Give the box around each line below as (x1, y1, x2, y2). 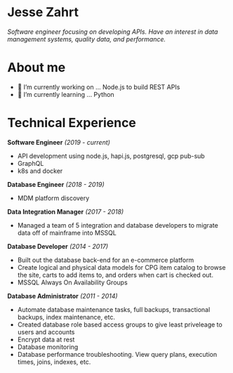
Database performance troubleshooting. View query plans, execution (17, 350, 218, 358)
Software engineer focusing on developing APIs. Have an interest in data (7, 27, 218, 36)
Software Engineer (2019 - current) (7, 138, 111, 146)
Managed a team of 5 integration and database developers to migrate (17, 221, 219, 229)
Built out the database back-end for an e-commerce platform (17, 256, 194, 264)
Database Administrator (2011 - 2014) (7, 292, 118, 300)
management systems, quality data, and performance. (7, 34, 166, 43)
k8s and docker (17, 166, 63, 175)
